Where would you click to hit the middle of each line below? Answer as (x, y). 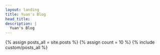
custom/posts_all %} (26, 48)
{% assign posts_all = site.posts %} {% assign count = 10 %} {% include (80, 42)
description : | (21, 24)
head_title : (18, 19)
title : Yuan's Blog (26, 14)
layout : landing (22, 10)
